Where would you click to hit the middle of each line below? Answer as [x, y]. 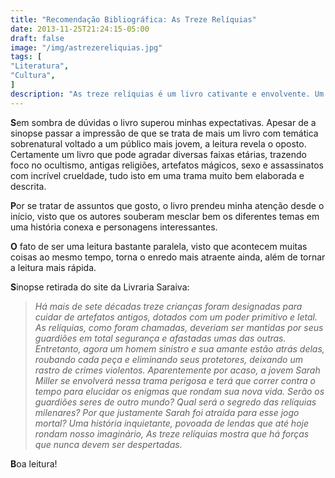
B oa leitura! [34, 463]
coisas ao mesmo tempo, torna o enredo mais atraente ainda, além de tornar [168, 257]
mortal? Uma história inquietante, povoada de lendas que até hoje [172, 423]
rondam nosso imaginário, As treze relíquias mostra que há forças [172, 433]
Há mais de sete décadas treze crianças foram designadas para [168, 306]
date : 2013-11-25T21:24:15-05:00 [80, 29]
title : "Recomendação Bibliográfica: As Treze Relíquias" [133, 19]
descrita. [28, 186]
